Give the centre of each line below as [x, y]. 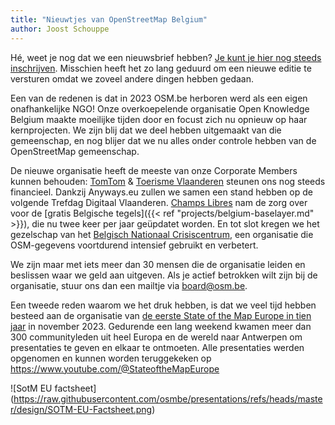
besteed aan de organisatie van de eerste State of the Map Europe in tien [161, 315]
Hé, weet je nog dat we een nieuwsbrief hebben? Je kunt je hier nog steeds [166, 57]
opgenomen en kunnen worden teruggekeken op [111, 358]
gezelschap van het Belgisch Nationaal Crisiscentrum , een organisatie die [162, 234]
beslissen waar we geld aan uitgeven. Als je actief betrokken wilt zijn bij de [164, 275]
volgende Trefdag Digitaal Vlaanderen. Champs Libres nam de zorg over [159, 202]
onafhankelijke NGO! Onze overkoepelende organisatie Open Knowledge [160, 108]
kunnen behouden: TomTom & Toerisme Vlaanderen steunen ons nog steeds [168, 181]
